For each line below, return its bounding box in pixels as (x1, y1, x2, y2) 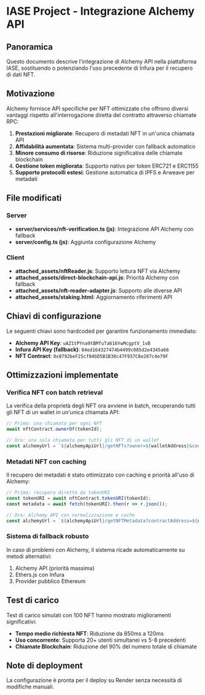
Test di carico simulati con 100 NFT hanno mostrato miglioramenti (6, 611, 171, 619)
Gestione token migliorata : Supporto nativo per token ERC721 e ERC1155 (15, 162, 199, 169)
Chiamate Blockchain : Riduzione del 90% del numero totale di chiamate (15, 642, 197, 650)
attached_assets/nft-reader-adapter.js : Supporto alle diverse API (15, 286, 182, 294)
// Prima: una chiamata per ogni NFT (6, 420, 103, 426)
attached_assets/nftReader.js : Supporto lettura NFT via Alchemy (15, 267, 181, 275)
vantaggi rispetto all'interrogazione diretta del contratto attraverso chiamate (6, 111, 197, 119)
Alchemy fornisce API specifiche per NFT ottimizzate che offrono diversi (6, 105, 189, 112)
